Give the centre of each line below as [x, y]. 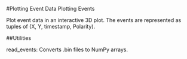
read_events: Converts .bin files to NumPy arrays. [67, 49]
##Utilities [19, 38]
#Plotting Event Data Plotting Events [50, 9]
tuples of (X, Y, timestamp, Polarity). [51, 27]
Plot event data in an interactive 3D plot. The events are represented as [94, 20]
